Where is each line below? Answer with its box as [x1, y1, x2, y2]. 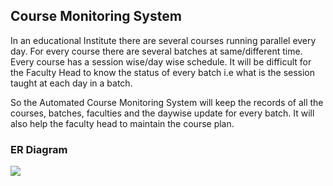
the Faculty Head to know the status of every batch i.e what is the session [10, 66, 316, 78]
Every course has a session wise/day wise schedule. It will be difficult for [10, 55, 312, 68]
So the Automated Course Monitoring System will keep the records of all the [10, 96, 324, 108]
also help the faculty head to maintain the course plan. [10, 117, 235, 129]
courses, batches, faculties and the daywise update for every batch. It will [10, 107, 315, 119]
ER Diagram [10, 142, 68, 156]
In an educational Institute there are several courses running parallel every [10, 34, 317, 46]
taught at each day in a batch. [10, 77, 133, 89]
